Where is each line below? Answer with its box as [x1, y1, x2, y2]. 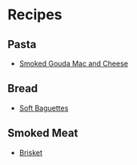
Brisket [18, 147, 43, 157]
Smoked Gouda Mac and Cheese [18, 58, 129, 68]
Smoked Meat [7, 127, 79, 140]
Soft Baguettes [18, 103, 69, 113]
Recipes [7, 6, 62, 24]
